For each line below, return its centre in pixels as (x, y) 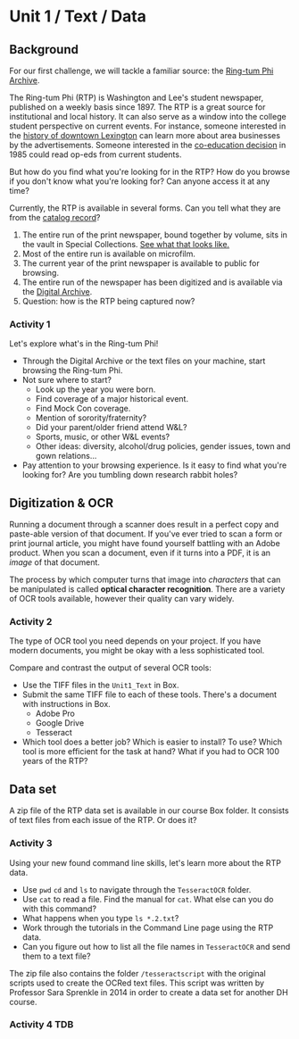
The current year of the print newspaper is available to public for (141, 263)
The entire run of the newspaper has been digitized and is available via (152, 282)
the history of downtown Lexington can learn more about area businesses (145, 135)
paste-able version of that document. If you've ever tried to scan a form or (146, 534)
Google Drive (60, 723)
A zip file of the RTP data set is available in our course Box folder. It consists (149, 810)
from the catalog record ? (55, 217)
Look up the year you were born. (96, 389)
